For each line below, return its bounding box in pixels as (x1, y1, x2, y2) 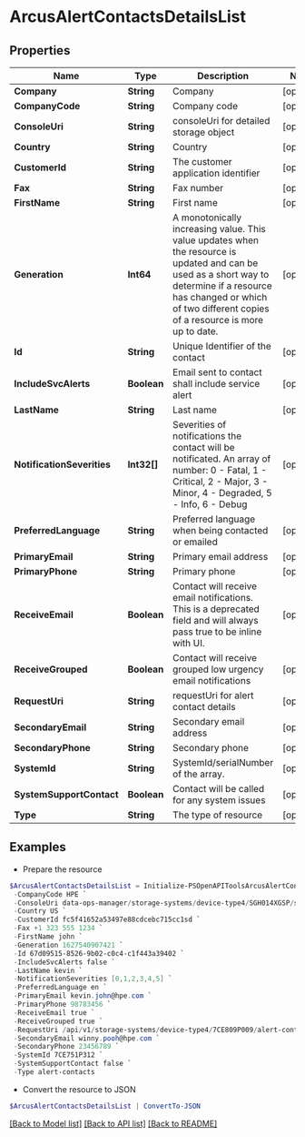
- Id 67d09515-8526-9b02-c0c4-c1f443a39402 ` (13, 949, 184, 958)
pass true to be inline (172, 625, 262, 638)
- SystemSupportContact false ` (13, 1059, 132, 1069)
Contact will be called (172, 783, 265, 795)
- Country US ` (13, 907, 67, 916)
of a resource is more (172, 314, 264, 326)
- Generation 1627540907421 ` (13, 940, 124, 949)
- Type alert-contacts (13, 1068, 95, 1077)
